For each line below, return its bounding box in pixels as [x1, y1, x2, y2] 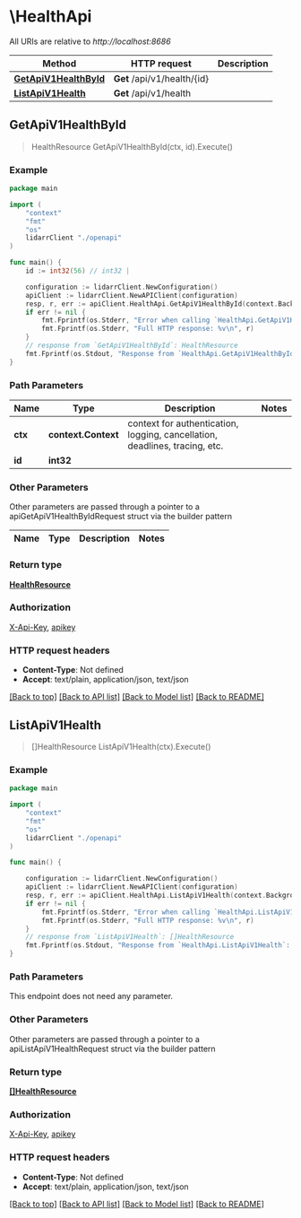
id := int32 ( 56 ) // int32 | [25, 266, 130, 275]
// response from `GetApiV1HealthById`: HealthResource [25, 341, 239, 351]
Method [42, 57, 77, 69]
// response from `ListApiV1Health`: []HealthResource [25, 933, 235, 942]
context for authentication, [127, 417, 239, 430]
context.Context [47, 428, 119, 440]
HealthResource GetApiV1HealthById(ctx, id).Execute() [30, 141, 233, 152]
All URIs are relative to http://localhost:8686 [9, 36, 172, 47]
